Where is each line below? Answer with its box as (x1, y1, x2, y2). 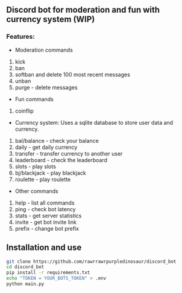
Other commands (14, 187, 58, 194)
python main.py (6, 281, 45, 287)
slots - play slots (14, 163, 56, 170)
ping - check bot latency (14, 205, 77, 212)
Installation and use (6, 242, 82, 253)
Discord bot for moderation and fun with (6, 5, 160, 15)
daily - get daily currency (14, 143, 78, 151)
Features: (6, 33, 35, 41)
